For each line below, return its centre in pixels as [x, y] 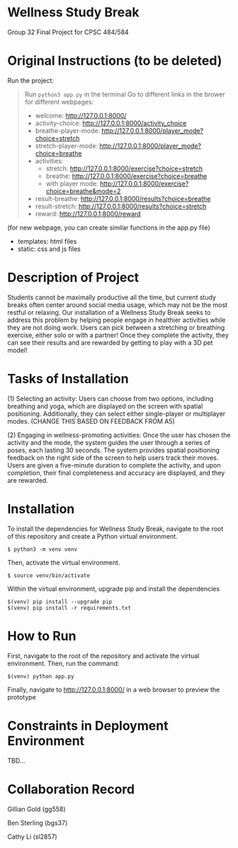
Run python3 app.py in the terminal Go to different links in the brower [125, 94]
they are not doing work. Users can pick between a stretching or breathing [116, 327]
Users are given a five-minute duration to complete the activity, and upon [114, 465]
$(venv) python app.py [41, 676]
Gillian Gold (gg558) [36, 809]
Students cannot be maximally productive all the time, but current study [112, 297]
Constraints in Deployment [88, 725]
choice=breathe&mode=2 [83, 191]
